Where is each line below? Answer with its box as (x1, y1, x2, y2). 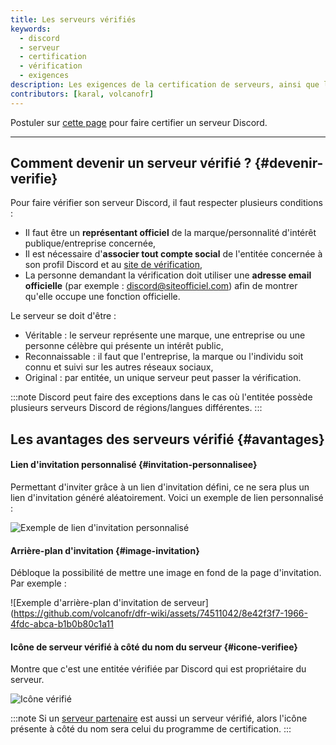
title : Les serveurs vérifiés (10, 14, 137, 25)
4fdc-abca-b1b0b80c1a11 (10, 618, 114, 630)
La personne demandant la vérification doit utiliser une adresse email (24, 269, 312, 281)
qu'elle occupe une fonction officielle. (24, 291, 181, 303)
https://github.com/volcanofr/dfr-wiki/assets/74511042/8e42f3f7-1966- (13, 607, 308, 620)
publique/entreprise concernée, (24, 237, 157, 250)
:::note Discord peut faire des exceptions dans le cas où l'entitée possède (10, 391, 313, 403)
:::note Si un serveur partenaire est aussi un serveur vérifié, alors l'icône (10, 712, 308, 725)
